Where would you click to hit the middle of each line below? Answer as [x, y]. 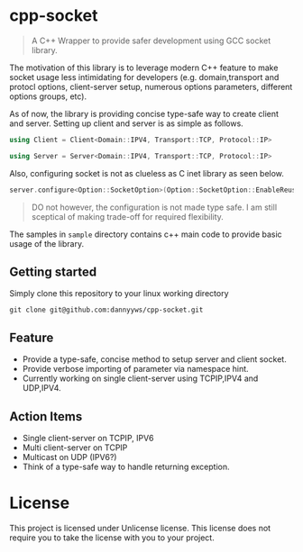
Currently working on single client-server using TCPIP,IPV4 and [140, 378]
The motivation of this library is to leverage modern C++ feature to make [144, 68]
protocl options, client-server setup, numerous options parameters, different [151, 86]
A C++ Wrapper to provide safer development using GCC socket [151, 41]
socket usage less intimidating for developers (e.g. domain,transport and [144, 77]
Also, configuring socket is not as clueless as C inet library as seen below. [147, 173]
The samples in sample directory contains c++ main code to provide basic [146, 234]
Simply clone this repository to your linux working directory [119, 294]
